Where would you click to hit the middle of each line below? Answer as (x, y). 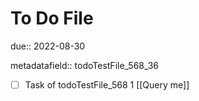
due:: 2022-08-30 (48, 46)
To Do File (52, 18)
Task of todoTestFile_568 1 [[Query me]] (107, 84)
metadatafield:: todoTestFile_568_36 (85, 65)
